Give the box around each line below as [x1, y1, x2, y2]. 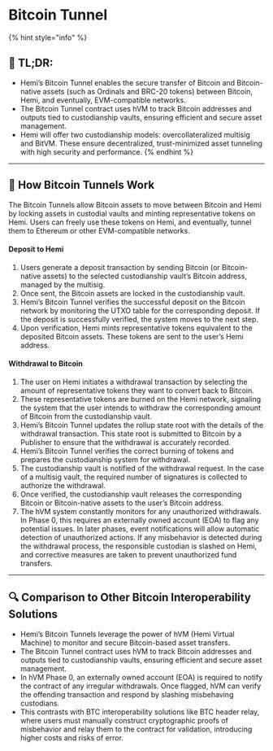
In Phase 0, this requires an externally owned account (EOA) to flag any [19, 515, 259, 525]
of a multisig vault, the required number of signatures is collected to [19, 472, 248, 482]
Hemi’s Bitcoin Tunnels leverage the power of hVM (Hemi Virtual [19, 629, 235, 639]
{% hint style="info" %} [8, 33, 88, 42]
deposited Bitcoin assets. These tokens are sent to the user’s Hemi [19, 331, 244, 341]
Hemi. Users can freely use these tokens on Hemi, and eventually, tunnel [8, 217, 252, 227]
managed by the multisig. [19, 279, 106, 290]
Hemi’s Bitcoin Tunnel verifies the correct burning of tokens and [19, 446, 234, 456]
